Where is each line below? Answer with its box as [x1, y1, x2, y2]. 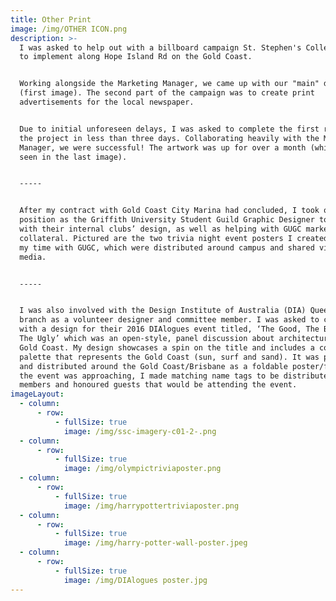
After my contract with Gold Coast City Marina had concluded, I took [19, 206, 320, 216]
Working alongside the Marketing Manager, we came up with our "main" [19, 79, 320, 89]
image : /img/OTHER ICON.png [10, 24, 128, 34]
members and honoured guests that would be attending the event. [19, 380, 298, 390]
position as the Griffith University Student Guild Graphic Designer [19, 215, 315, 225]
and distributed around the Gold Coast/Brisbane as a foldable [19, 361, 288, 371]
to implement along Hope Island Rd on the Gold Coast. [19, 52, 253, 62]
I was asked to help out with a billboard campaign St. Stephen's [19, 42, 302, 53]
